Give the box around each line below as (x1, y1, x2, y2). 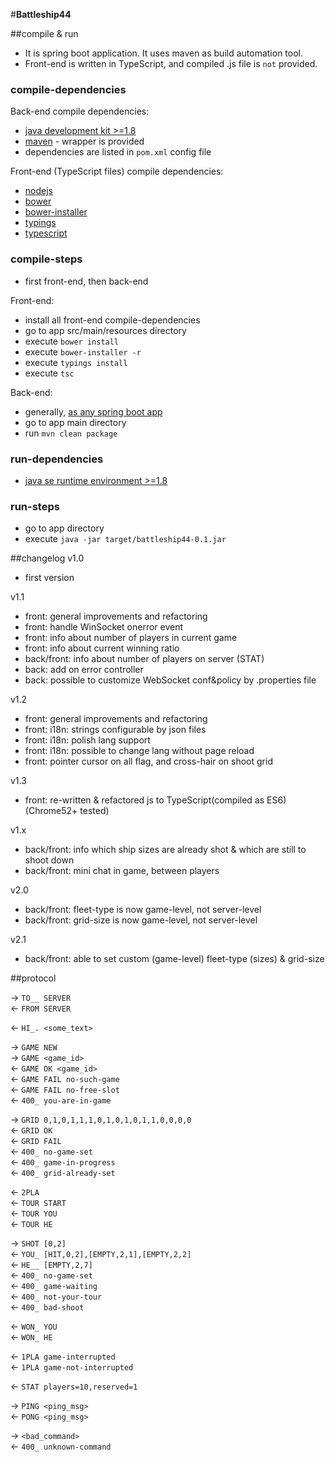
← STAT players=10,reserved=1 (10, 1380, 138, 1393)
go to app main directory (24, 416, 127, 428)
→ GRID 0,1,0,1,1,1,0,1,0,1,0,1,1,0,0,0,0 (10, 1114, 192, 1126)
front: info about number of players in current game (24, 632, 238, 644)
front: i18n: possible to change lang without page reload (24, 745, 255, 757)
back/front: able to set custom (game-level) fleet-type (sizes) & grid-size (24, 953, 325, 965)
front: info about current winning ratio (24, 642, 180, 654)
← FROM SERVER (10, 1002, 72, 1014)
